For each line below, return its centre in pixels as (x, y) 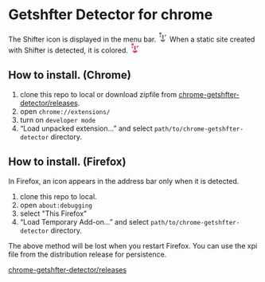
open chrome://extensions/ (65, 111)
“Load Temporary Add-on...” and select (84, 221)
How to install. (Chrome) (70, 75)
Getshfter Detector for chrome (111, 15)
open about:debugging (56, 205)
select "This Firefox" (53, 213)
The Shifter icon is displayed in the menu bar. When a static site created (132, 39)
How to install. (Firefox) (67, 162)
